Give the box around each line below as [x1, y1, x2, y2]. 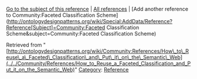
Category [78, 66, 101, 73]
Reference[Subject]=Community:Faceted [6, 24, 106, 31]
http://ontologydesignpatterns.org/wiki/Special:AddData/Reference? [8, 18, 173, 24]
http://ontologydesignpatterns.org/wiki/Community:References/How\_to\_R [8, 48, 189, 55]
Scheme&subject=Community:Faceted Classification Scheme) [6, 30, 157, 37]
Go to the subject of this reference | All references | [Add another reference [6, 6, 189, 12]
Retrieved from [6, 41, 42, 48]
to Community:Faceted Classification [6, 12, 96, 19]
